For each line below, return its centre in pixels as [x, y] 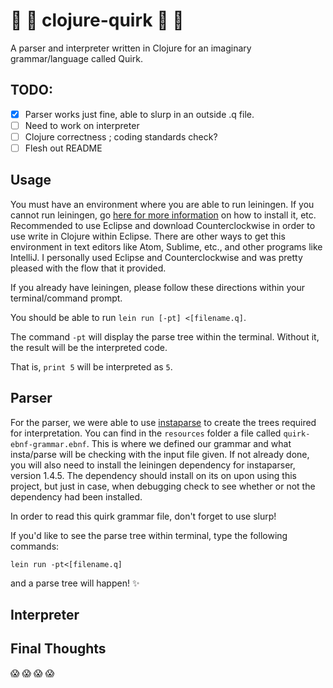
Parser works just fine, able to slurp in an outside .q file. [139, 114]
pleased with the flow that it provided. [88, 268]
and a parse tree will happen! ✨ [75, 583]
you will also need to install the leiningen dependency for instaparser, [153, 465]
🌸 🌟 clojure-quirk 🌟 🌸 [97, 20]
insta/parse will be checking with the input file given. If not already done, [160, 454]
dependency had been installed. [76, 496]
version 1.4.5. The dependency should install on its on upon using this [153, 475]
